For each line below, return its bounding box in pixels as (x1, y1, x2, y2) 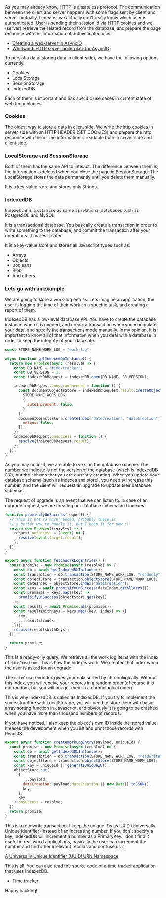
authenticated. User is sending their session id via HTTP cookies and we (5, 20, 153, 26)
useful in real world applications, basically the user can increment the (5, 838, 147, 844)
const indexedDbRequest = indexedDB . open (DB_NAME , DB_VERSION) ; (14, 374, 149, 379)
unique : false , (23, 421, 54, 425)
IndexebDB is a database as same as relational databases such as (5, 207, 139, 213)
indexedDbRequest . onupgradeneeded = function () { (14, 383, 121, 388)
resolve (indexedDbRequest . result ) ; (18, 438, 92, 444)
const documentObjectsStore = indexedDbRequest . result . (18, 388, 136, 393)
